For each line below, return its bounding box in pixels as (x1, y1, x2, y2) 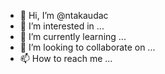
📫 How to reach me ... (19, 53, 113, 64)
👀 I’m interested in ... (19, 20, 105, 32)
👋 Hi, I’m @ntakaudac (19, 10, 109, 21)
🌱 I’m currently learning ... (19, 31, 127, 42)
